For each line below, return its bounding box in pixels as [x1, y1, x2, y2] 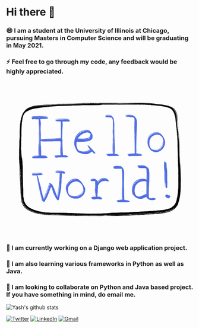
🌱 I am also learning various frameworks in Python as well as [6, 259, 184, 268]
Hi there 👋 [6, 5, 55, 19]
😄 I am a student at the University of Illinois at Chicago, [6, 27, 169, 35]
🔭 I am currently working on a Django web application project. [6, 243, 188, 251]
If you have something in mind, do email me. [6, 290, 136, 298]
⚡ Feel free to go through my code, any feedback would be [6, 58, 178, 66]
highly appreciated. [6, 68, 64, 76]
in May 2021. [6, 42, 44, 50]
